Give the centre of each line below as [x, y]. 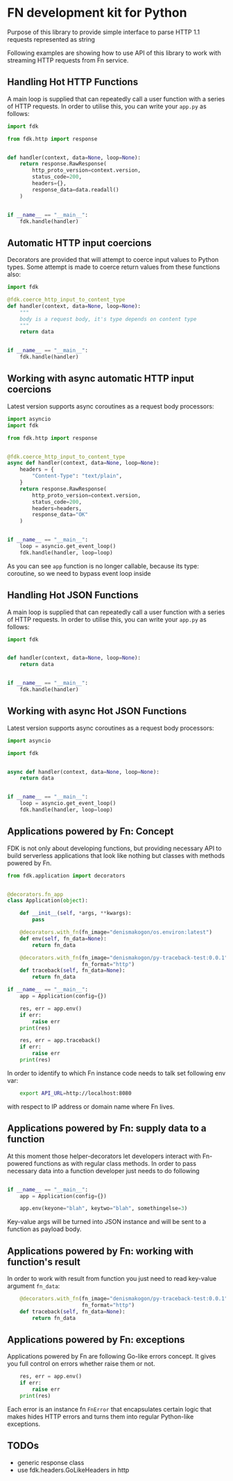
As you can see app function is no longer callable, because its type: [103, 566]
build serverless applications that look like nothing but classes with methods [116, 855]
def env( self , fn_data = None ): [63, 938]
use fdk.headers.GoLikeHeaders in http [73, 1470]
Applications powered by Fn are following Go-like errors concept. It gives [112, 1357]
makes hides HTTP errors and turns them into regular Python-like [101, 1416]
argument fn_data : [34, 1286]
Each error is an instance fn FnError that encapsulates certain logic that [109, 1409]
